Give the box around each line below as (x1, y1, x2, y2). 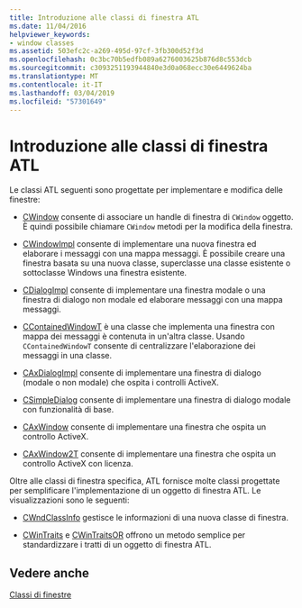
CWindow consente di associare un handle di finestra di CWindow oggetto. (22, 212, 295, 222)
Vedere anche (9, 565, 90, 581)
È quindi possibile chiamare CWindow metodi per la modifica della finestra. (22, 222, 293, 232)
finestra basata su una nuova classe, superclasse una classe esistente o (22, 258, 291, 268)
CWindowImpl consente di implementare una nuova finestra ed (22, 239, 257, 250)
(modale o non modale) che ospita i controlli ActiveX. (22, 377, 219, 388)
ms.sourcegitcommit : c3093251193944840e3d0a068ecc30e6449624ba (9, 64, 252, 73)
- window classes (9, 38, 75, 48)
